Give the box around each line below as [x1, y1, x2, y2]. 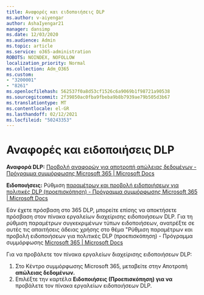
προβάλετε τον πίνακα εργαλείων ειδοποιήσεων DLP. [15, 282, 152, 290]
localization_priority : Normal [6, 60, 86, 66]
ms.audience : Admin [6, 37, 56, 43]
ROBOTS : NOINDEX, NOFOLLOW [6, 54, 75, 60]
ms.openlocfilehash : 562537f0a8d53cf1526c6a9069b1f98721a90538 [6, 89, 171, 95]
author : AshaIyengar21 [6, 20, 64, 26]
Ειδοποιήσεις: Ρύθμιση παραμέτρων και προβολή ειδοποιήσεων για [6, 181, 179, 189]
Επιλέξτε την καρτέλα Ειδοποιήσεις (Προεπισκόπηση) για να [15, 275, 173, 283]
